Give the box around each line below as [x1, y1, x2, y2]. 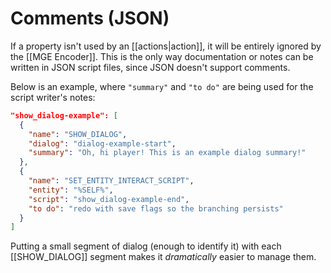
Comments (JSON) [10, 7, 170, 30]
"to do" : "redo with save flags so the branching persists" [28, 203, 284, 214]
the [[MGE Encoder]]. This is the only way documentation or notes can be [10, 50, 314, 62]
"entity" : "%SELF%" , [28, 185, 114, 195]
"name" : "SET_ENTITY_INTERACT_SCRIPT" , [28, 176, 195, 186]
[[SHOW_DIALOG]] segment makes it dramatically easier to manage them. [10, 251, 317, 263]
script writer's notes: [10, 91, 96, 103]
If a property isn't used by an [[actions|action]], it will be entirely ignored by [10, 40, 322, 52]
